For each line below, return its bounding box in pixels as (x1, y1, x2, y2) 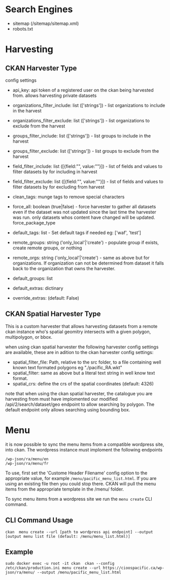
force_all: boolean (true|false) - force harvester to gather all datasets (12, 203, 156, 209)
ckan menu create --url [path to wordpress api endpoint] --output (5, 529, 153, 534)
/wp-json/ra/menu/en (5, 456, 49, 462)
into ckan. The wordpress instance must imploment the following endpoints (5, 446, 163, 453)
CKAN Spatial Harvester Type (5, 310, 101, 318)
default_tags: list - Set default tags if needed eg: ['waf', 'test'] (12, 230, 141, 236)
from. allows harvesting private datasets (12, 92, 97, 99)
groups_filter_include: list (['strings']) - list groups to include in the (12, 133, 151, 139)
